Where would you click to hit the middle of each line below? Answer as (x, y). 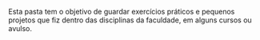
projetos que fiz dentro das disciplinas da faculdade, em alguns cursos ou (130, 20)
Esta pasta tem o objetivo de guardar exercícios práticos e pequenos (122, 12)
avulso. (20, 28)
